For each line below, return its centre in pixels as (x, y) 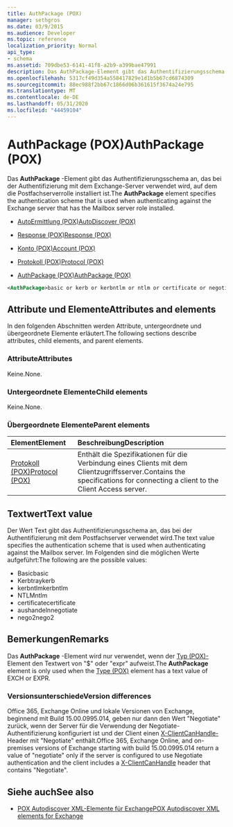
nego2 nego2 (35, 618)
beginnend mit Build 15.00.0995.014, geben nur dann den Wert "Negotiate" (114, 719)
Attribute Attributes (40, 359)
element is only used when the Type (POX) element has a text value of (107, 670)
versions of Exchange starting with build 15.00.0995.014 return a (127, 748)
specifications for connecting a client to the (148, 480)
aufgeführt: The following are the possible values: (77, 560)
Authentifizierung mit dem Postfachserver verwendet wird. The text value (111, 538)
